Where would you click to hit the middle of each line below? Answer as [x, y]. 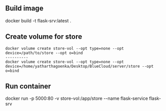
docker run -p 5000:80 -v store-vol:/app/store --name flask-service [77, 98]
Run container [28, 86]
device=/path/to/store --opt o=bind [44, 53]
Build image [24, 8]
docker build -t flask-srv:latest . [38, 20]
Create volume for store [44, 37]
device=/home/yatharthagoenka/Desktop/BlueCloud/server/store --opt [79, 66]
